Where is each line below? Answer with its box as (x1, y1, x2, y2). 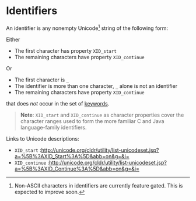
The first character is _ (14, 76, 69, 83)
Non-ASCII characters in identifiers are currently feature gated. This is (14, 182, 183, 189)
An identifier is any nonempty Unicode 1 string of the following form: (6, 23, 168, 32)
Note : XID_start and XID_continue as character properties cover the (20, 111, 184, 118)
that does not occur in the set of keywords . (6, 100, 110, 107)
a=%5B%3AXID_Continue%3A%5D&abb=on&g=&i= (14, 165, 140, 172)
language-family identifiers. (20, 124, 87, 131)
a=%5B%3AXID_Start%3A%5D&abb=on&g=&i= (14, 152, 129, 159)
